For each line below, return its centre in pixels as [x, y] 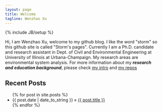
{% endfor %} [26, 105]
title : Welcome [20, 14]
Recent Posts [26, 83]
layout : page [18, 9]
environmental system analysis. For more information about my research [78, 63]
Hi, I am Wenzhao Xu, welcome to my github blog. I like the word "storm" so [81, 42]
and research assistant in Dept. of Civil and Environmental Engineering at [78, 52]
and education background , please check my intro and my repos [71, 68]
